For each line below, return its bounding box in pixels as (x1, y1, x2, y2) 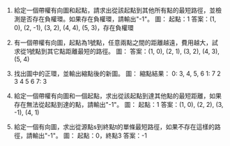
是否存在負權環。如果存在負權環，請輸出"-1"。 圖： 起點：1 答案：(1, (20, 15, 217, 23)
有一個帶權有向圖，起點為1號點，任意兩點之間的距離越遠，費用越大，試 (13, 38, 218, 47)
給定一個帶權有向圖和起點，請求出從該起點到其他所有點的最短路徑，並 (13, 6, 216, 14)
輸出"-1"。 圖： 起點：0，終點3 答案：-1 (32, 131, 148, 140)
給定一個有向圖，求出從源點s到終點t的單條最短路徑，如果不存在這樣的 (13, 123, 215, 131)
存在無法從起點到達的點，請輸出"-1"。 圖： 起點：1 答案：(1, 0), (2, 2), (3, (13, 101, 224, 108)
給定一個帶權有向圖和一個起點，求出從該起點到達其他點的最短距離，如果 (13, 92, 222, 100)
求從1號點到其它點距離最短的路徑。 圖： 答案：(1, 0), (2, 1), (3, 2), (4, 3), (13, 48, 220, 55)
